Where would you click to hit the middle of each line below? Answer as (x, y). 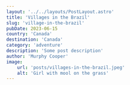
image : (14, 62)
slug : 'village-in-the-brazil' (45, 23)
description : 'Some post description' (55, 51)
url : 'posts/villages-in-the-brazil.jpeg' (71, 67)
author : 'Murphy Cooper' (37, 56)
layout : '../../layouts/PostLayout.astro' (60, 12)
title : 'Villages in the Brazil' (48, 17)
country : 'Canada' (29, 34)
